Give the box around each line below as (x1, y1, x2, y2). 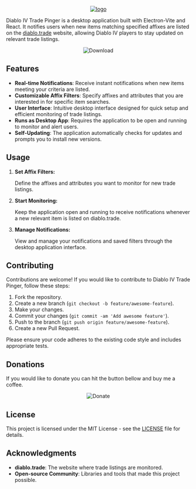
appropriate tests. (6, 342, 49, 349)
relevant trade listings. (6, 36, 60, 42)
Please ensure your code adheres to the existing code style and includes (6, 336, 181, 343)
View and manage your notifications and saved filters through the (14, 237, 173, 244)
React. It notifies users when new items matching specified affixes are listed (6, 23, 190, 30)
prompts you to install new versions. (14, 135, 102, 142)
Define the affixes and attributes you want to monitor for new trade (14, 179, 176, 186)
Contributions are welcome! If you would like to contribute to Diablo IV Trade (6, 276, 190, 283)
